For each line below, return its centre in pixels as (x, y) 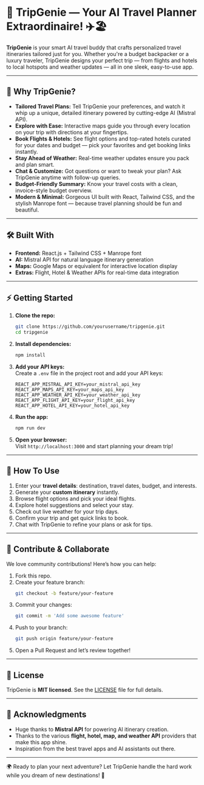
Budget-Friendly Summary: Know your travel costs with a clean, (96, 184)
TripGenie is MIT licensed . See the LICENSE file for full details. (85, 690)
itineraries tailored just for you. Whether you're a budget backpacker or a (98, 54)
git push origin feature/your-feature (64, 639)
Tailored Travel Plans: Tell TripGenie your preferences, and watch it (100, 106)
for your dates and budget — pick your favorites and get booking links (103, 145)
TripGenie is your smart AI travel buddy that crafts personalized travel (94, 47)
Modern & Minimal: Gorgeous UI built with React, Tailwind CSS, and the (105, 196)
